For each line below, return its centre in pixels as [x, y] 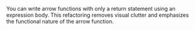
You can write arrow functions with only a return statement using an [91, 9]
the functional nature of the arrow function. [60, 21]
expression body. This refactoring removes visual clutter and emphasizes [97, 15]
